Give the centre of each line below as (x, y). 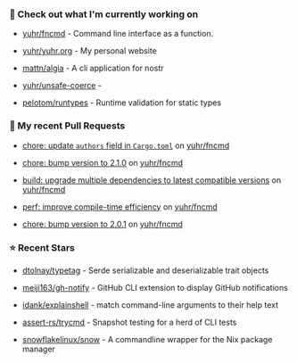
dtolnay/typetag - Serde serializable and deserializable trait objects (145, 270)
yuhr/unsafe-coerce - (62, 86)
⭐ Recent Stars (42, 247)
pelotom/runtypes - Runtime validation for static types (121, 103)
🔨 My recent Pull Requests (67, 126)
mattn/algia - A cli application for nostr (93, 68)
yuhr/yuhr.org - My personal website (90, 51)
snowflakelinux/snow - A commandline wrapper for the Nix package (147, 339)
